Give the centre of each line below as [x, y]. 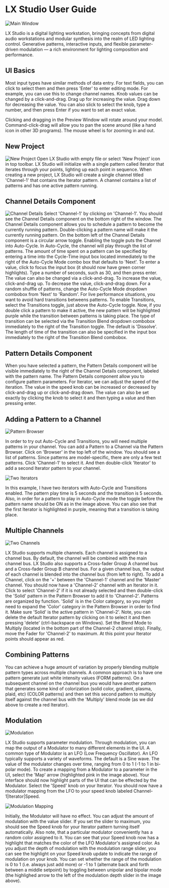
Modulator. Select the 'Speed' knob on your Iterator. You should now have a [84, 786]
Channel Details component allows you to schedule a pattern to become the [84, 225]
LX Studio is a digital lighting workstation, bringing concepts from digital [80, 33]
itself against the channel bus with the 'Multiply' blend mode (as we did [79, 699]
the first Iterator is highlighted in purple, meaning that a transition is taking [82, 509]
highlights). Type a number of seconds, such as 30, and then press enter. [81, 273]
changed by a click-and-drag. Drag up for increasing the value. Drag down [83, 99]
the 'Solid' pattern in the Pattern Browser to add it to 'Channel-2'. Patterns [82, 596]
